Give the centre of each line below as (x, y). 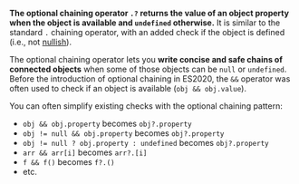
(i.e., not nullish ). (41, 42)
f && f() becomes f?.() (68, 162)
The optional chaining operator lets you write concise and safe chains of (146, 59)
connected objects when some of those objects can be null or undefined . (148, 69)
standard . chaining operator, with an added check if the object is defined (147, 32)
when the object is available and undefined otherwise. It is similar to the (145, 23)
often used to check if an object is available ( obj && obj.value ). (128, 88)
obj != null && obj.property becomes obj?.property (123, 133)
